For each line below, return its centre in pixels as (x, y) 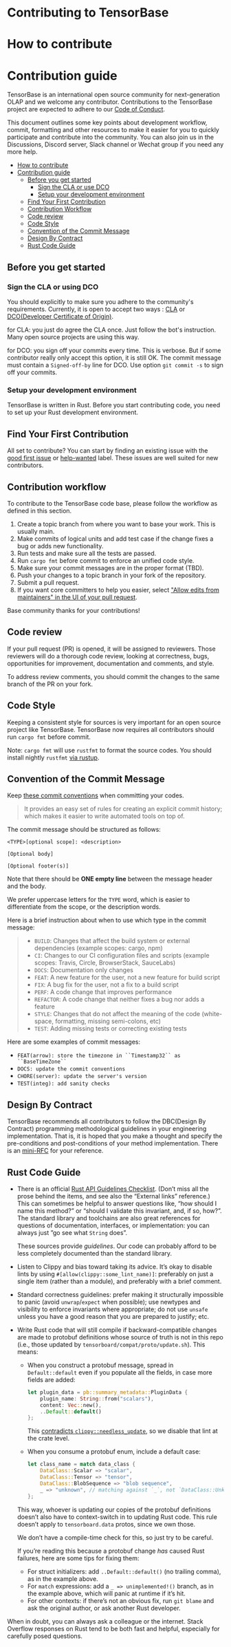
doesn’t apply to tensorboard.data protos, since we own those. (106, 1524)
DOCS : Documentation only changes (84, 970)
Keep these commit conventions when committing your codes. (96, 795)
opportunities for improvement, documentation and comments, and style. (111, 663)
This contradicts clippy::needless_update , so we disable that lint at (122, 1431)
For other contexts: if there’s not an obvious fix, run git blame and (121, 1600)
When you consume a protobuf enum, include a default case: (114, 1452)
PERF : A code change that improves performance (103, 992)
